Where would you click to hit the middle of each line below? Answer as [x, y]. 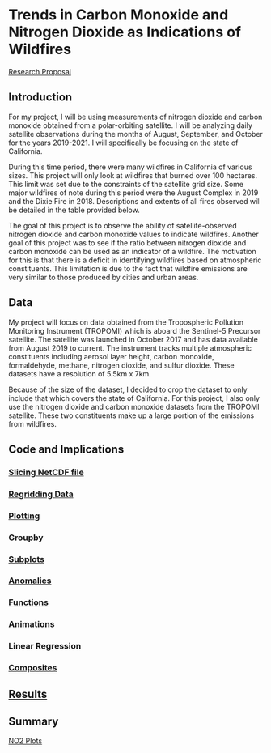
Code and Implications [66, 449]
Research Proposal [40, 71]
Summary [34, 721]
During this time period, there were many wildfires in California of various [130, 167]
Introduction [40, 98]
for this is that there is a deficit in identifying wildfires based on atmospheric [135, 260]
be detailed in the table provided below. [74, 210]
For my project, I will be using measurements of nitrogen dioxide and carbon [135, 117]
